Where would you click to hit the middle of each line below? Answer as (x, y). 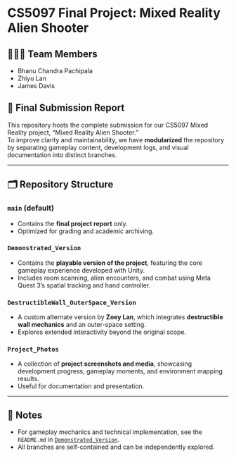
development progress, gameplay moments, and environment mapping (120, 371)
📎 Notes (25, 415)
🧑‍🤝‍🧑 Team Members (53, 54)
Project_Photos (33, 349)
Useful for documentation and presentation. (81, 386)
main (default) (31, 208)
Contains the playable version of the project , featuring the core (110, 263)
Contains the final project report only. (72, 223)
